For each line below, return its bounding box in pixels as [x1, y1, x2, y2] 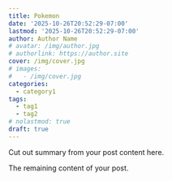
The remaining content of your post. [8, 163, 129, 173]
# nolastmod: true [8, 118, 71, 126]
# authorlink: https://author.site [8, 50, 129, 58]
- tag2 [15, 110, 38, 119]
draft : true [8, 125, 49, 133]
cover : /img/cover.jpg [8, 58, 85, 66]
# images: [8, 65, 42, 73]
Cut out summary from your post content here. [8, 147, 165, 157]
